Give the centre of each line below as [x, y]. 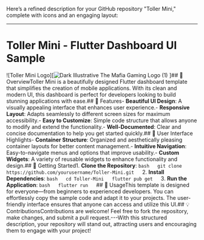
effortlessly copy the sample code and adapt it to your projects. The [91, 197]
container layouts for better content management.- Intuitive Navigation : [97, 146]
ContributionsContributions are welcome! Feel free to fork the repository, [97, 211]
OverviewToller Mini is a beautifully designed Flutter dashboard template [97, 81]
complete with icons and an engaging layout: [62, 15]
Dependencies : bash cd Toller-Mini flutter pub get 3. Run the [97, 178]
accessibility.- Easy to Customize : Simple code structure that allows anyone [102, 120]
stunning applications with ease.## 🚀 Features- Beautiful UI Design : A [94, 101]
